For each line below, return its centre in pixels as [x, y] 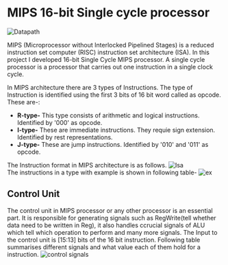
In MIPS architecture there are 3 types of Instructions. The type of [100, 87]
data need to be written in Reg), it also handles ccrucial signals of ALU [106, 225]
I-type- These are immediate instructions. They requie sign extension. [116, 130]
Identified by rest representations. [65, 137]
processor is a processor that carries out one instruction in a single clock [110, 67]
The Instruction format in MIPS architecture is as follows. [87, 165]
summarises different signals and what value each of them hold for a [104, 247]
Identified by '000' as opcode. [60, 122]
